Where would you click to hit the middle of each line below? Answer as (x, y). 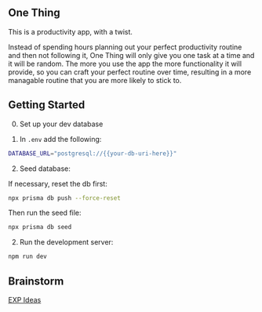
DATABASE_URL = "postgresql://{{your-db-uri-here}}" (93, 153)
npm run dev (27, 257)
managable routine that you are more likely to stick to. (95, 80)
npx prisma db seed (40, 227)
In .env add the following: (60, 139)
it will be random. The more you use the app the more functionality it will (125, 63)
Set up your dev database (61, 124)
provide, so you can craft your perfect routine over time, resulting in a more (130, 72)
